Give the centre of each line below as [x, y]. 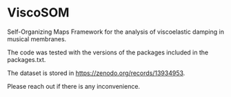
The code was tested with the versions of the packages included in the [108, 52]
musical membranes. [37, 39]
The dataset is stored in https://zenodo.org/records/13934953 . [96, 73]
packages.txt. [27, 59]
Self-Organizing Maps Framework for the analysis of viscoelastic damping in [115, 32]
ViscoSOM [38, 13]
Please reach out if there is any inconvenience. [73, 86]
